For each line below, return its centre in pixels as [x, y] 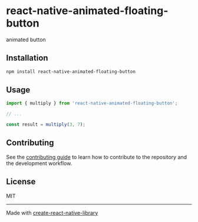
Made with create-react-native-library [52, 213]
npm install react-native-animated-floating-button [71, 72]
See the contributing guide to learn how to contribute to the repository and [97, 157]
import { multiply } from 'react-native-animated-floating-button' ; [92, 103]
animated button [26, 39]
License [21, 182]
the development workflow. [39, 163]
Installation [27, 58]
